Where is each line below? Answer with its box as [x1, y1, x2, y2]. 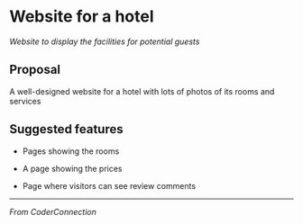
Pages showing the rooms [22, 146, 120, 157]
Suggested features [9, 121, 124, 137]
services [9, 95, 41, 106]
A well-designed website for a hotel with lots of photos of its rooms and [9, 85, 275, 96]
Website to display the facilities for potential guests [9, 36, 200, 47]
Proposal [9, 62, 61, 77]
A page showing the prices [22, 163, 123, 174]
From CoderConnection [9, 206, 96, 217]
